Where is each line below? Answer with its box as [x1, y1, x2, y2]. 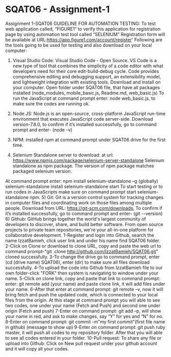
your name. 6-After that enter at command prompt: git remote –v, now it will [5, 286, 164, 292]
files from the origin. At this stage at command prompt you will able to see [5, 297, 160, 303]
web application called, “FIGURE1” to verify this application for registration [5, 25, 161, 32]
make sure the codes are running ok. [12, 100, 90, 106]
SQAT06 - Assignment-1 [5, 4, 110, 15]
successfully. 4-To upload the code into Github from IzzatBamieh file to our [5, 264, 163, 270]
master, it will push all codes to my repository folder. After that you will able [5, 329, 163, 336]
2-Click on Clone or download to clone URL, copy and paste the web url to [5, 243, 161, 249]
